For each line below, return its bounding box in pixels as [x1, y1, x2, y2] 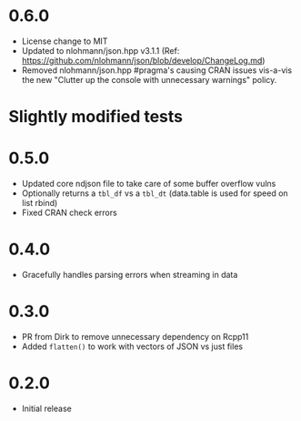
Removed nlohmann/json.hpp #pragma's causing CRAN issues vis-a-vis [21, 65, 293, 76]
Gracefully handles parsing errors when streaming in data [21, 270, 238, 280]
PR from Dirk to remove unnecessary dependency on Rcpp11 [21, 331, 249, 342]
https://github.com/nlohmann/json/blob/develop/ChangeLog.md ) [21, 55, 266, 66]
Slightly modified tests [8, 107, 184, 128]
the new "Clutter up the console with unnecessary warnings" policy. [21, 74, 277, 85]
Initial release [21, 403, 72, 414]
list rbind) [21, 198, 58, 209]
